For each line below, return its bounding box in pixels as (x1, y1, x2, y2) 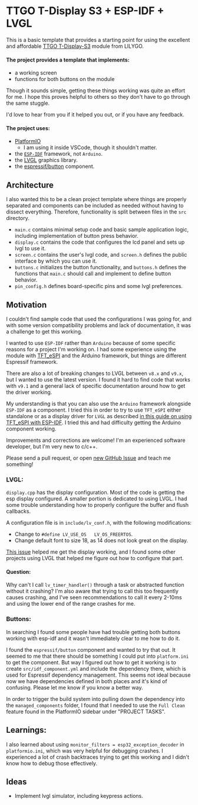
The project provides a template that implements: (6, 56, 130, 63)
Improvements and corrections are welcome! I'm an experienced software (6, 437, 186, 444)
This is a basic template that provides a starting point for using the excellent (6, 36, 190, 43)
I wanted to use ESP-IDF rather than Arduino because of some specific (6, 339, 176, 347)
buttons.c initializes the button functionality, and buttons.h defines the (14, 264, 187, 271)
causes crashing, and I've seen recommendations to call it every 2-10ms (6, 594, 182, 601)
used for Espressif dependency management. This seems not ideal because (6, 671, 191, 678)
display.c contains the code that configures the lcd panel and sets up (14, 238, 185, 246)
